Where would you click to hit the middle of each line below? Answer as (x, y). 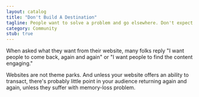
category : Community (32, 28)
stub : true (20, 34)
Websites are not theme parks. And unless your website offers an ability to (97, 75)
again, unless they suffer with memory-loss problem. (71, 87)
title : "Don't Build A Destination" (52, 17)
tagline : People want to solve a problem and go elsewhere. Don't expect (100, 23)
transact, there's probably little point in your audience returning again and (97, 82)
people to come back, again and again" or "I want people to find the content (99, 57)
